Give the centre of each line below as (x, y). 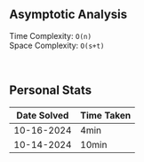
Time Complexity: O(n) (50, 35)
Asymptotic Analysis (68, 15)
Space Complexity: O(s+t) (57, 45)
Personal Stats (51, 91)
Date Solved (43, 115)
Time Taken (105, 115)
